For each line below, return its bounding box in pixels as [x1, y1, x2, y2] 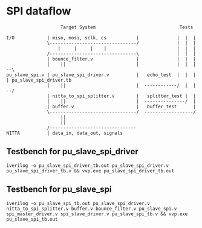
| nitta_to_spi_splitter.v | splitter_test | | [47, 93, 197, 99]
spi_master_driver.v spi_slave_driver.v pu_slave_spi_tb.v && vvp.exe [6, 210, 188, 217]
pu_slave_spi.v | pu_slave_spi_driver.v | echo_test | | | [6, 71, 197, 78]
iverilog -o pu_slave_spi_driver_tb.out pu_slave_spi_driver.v [6, 162, 169, 169]
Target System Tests [60, 24, 194, 30]
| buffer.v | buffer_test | [47, 103, 197, 109]
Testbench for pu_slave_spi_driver [6, 146, 139, 157]
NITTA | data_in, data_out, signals [6, 130, 123, 136]
